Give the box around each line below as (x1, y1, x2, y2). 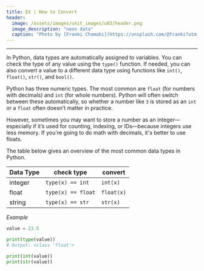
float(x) (101, 189, 126, 196)
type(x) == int (45, 179, 89, 186)
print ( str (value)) (6, 259, 53, 265)
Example (6, 214, 29, 221)
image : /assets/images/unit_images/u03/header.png (12, 20, 143, 26)
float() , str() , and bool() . (6, 74, 74, 81)
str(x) (101, 199, 120, 206)
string (9, 198, 26, 207)
